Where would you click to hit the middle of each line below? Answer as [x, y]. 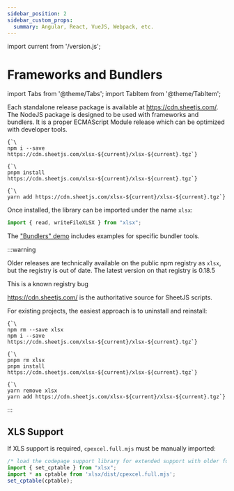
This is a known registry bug [48, 284]
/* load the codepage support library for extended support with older [113, 461]
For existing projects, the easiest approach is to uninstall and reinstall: [107, 311]
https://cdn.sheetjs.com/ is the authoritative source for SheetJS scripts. [110, 297]
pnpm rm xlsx [26, 360]
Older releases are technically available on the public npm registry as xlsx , [114, 263]
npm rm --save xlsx [36, 330]
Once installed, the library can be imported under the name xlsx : [100, 210]
